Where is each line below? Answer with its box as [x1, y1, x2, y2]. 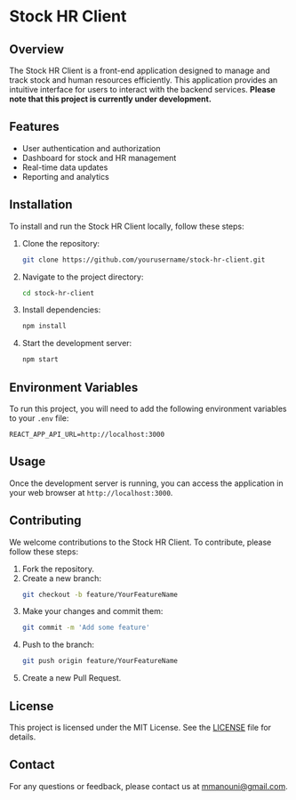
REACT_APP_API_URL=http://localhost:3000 [9, 430, 165, 439]
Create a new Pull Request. [21, 673, 122, 683]
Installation [9, 198, 73, 213]
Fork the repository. [21, 563, 95, 574]
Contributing [9, 513, 82, 529]
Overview [9, 42, 65, 57]
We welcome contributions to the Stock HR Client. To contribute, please [9, 537, 272, 547]
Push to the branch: [21, 639, 95, 651]
